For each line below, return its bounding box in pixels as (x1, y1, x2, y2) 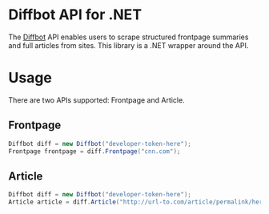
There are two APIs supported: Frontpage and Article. (8, 95, 186, 105)
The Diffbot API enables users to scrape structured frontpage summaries (8, 32, 249, 42)
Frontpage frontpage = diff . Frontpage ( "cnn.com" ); (8, 147, 181, 155)
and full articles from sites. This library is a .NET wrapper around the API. (8, 40, 249, 50)
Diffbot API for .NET (8, 6, 143, 24)
